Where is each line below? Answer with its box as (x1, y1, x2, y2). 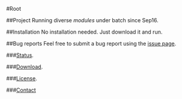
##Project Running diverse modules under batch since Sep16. (6, 17, 159, 23)
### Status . (6, 52, 34, 59)
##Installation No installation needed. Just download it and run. (6, 28, 163, 35)
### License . (6, 75, 37, 82)
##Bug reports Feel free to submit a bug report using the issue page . (6, 40, 177, 47)
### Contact (6, 86, 36, 94)
